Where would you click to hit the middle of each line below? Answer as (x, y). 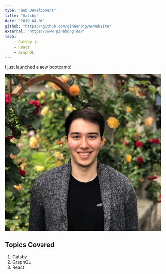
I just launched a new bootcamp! (38, 67)
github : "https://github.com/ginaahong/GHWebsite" (58, 26)
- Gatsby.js (26, 42)
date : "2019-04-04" (25, 21)
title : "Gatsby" (22, 16)
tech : (11, 37)
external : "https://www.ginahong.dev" (45, 31)
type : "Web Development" (31, 10)
